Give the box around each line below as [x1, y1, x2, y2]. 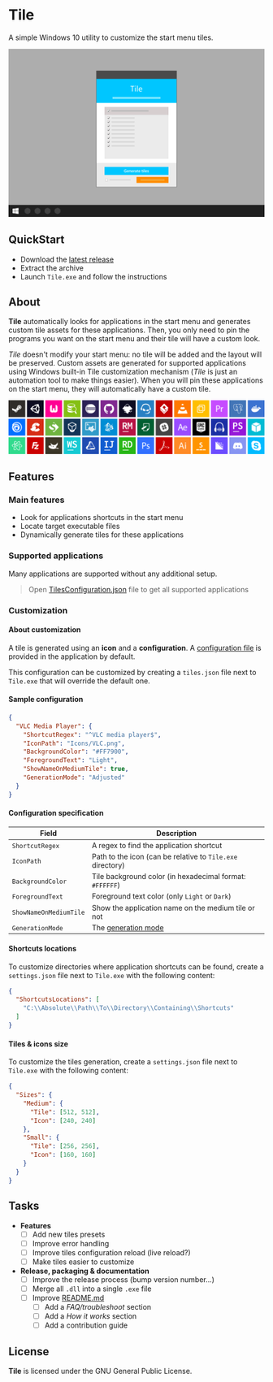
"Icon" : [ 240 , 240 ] [29, 1116, 96, 1124]
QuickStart [8, 233, 65, 247]
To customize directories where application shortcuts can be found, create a [8, 961, 264, 972]
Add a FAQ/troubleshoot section [44, 1302, 152, 1311]
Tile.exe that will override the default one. [8, 676, 150, 686]
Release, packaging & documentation [19, 1266, 149, 1276]
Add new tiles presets [32, 1229, 106, 1239]
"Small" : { [23, 1133, 60, 1142]
